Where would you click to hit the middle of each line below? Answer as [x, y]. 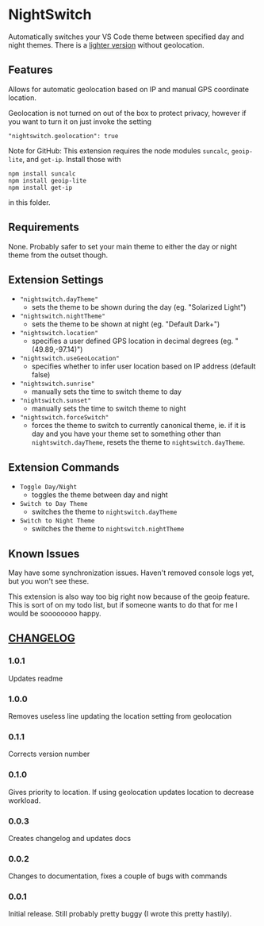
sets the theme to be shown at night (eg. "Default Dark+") [126, 324]
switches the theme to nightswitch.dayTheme [104, 512]
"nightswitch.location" [59, 334]
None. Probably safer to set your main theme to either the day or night [123, 246]
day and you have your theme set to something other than [126, 434]
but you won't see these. [49, 581]
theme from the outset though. [58, 255]
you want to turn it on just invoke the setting [80, 122]
